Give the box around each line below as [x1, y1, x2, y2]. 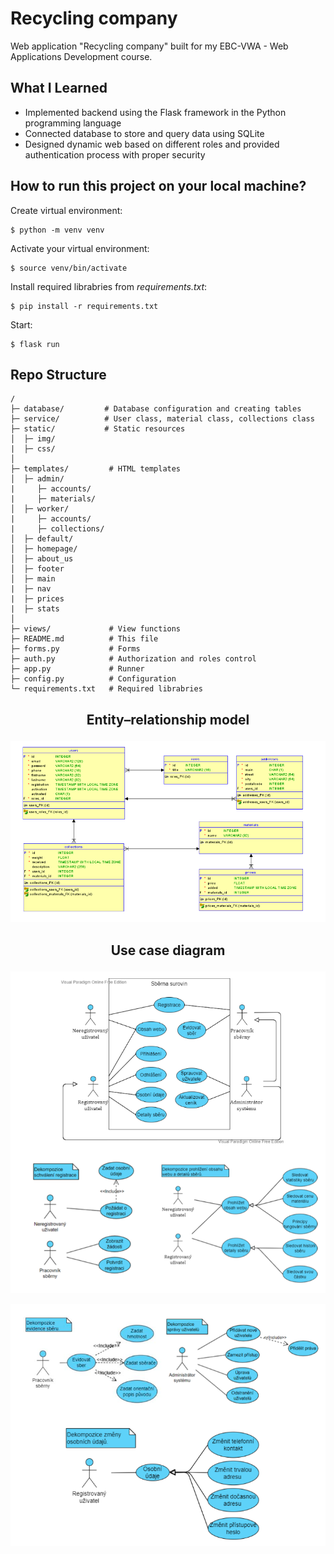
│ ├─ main [10, 574, 56, 584]
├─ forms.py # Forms [10, 644, 141, 654]
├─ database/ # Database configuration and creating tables [10, 404, 302, 414]
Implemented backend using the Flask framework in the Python [24, 106, 287, 118]
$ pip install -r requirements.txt [10, 301, 159, 311]
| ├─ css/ [10, 444, 56, 454]
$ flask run [10, 339, 60, 349]
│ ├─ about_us [10, 554, 74, 564]
